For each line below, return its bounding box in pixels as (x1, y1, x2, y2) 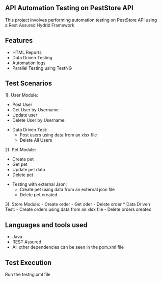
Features (5, 36, 33, 45)
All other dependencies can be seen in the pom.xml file (12, 244, 124, 250)
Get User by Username (12, 107, 59, 113)
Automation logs (12, 60, 46, 66)
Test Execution (5, 258, 52, 267)
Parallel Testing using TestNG (12, 65, 72, 71)
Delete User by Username (12, 117, 65, 123)
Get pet (12, 161, 28, 167)
